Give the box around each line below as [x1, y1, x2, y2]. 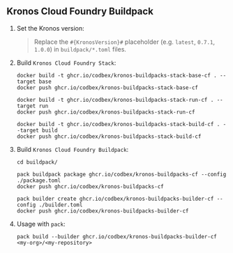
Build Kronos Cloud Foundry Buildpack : [16, 145, 129, 153]
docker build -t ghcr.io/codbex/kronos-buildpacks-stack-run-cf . [16, 96, 214, 103]
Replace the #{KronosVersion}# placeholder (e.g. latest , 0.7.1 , [33, 38, 216, 46]
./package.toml [16, 177, 61, 184]
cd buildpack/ [16, 158, 58, 166]
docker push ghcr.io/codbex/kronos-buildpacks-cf [16, 183, 165, 190]
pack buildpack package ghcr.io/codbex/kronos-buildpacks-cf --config [16, 171, 227, 178]
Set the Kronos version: [16, 24, 84, 32]
